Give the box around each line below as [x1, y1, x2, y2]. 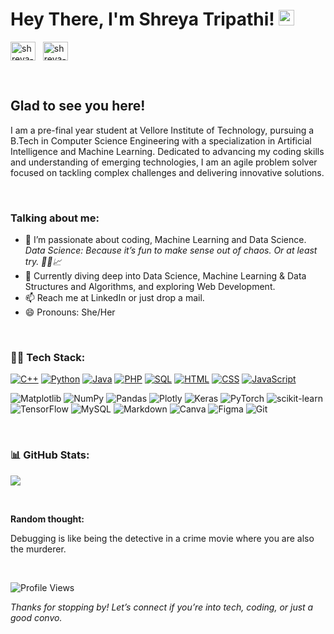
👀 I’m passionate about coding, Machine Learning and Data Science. [24, 234, 307, 246]
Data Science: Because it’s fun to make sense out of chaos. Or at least [24, 244, 318, 257]
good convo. [10, 611, 63, 623]
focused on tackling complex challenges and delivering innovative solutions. [10, 166, 325, 178]
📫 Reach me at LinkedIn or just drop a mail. [24, 292, 205, 304]
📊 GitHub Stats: [10, 448, 90, 462]
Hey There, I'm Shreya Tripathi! [10, 8, 275, 31]
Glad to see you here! [10, 98, 146, 115]
